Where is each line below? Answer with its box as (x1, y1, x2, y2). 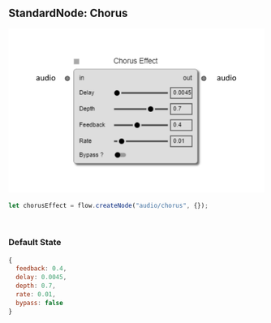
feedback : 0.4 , (15, 265, 67, 273)
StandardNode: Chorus (8, 6, 128, 20)
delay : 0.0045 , (15, 273, 67, 282)
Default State (8, 237, 62, 248)
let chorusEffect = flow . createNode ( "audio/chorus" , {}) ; (8, 202, 209, 210)
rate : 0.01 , (15, 291, 57, 299)
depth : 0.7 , (15, 282, 57, 291)
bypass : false (15, 299, 63, 307)
